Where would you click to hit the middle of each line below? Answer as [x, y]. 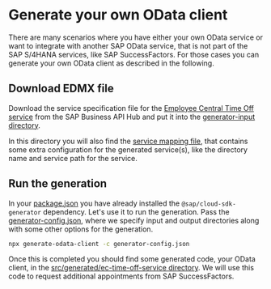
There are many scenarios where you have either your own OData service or [135, 37]
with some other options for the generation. [81, 229]
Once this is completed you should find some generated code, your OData [132, 259]
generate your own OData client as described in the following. [111, 63]
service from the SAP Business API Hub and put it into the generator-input [132, 117]
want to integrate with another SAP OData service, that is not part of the [128, 45]
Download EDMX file [61, 89]
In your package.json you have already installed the [94, 203]
